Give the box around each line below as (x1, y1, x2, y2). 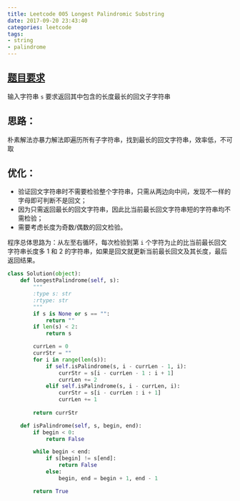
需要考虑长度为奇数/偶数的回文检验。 (17, 223, 127, 232)
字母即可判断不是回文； (17, 196, 87, 205)
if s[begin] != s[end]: (45, 455, 116, 462)
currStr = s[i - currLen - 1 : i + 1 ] (58, 369, 174, 377)
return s (45, 330, 72, 338)
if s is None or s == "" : (33, 310, 111, 318)
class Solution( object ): (7, 270, 81, 278)
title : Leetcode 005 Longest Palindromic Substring (7, 10, 164, 18)
